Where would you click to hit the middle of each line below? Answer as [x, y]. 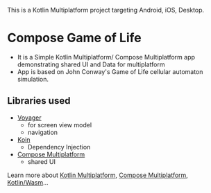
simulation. [33, 79]
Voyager [29, 118]
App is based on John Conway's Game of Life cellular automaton [110, 71]
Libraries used [39, 101]
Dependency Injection [59, 147]
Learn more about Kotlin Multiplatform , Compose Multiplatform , [98, 175]
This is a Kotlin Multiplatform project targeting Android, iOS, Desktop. [106, 10]
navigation [42, 132]
